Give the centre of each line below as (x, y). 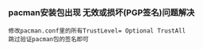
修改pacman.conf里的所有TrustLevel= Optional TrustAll (97, 31)
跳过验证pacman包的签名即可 (48, 40)
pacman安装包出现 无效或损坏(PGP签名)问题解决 (101, 12)
